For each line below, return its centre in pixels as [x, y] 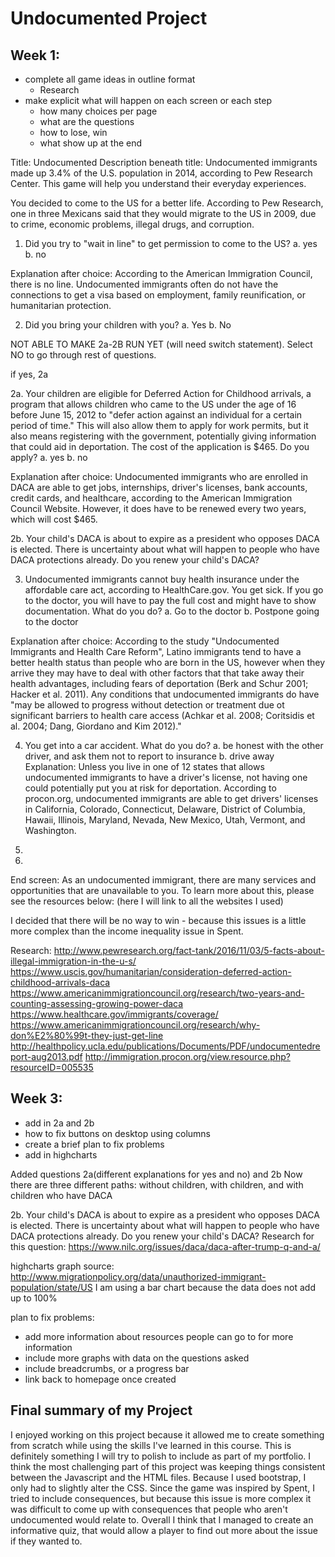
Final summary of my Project [101, 1410]
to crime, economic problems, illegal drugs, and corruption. [132, 224]
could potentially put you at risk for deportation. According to [150, 788]
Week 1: [35, 55]
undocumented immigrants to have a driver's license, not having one [166, 777]
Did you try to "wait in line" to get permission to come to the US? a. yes [171, 243]
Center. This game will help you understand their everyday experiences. [158, 183]
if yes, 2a [29, 374]
